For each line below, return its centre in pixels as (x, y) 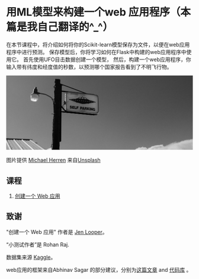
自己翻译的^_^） (76, 27)
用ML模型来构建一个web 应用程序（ (93, 12)
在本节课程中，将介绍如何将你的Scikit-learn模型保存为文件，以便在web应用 (98, 45)
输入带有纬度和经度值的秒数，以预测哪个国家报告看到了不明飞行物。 (89, 66)
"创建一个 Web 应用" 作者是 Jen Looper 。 (57, 232)
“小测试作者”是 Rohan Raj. (38, 245)
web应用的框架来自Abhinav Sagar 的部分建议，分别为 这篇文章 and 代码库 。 (99, 270)
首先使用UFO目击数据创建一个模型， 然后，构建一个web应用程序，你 (107, 59)
